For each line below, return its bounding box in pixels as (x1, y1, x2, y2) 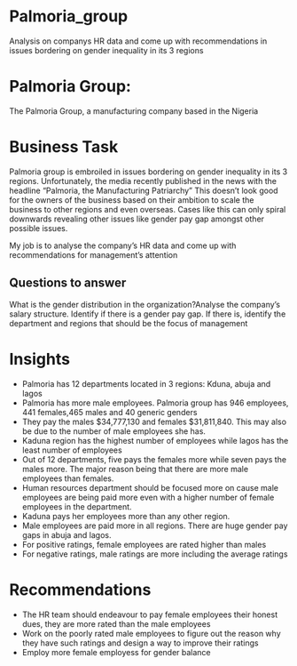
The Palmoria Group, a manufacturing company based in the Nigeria (9, 105, 259, 116)
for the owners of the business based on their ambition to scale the (9, 194, 254, 205)
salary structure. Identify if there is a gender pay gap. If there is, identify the (9, 309, 286, 319)
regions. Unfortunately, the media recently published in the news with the (9, 175, 277, 186)
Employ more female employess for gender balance (21, 646, 211, 657)
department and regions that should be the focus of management (9, 317, 248, 328)
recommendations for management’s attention (9, 249, 178, 260)
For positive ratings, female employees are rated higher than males (21, 539, 267, 550)
